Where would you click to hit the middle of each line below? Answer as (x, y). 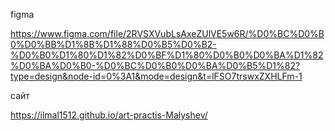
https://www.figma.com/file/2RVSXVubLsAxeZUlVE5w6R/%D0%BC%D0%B (167, 33)
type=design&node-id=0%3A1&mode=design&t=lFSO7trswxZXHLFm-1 (156, 76)
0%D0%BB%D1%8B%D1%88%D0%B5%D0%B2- (113, 44)
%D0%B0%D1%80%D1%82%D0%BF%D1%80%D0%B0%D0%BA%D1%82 (167, 55)
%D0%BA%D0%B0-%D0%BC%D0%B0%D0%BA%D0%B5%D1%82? (155, 65)
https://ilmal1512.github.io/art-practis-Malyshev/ (109, 115)
